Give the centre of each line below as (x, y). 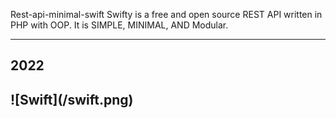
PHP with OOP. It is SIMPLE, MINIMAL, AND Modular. (119, 25)
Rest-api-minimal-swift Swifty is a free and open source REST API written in (166, 14)
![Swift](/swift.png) (72, 99)
